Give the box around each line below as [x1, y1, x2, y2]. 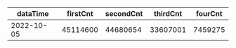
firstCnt [66, 9, 93, 18]
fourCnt [195, 9, 223, 18]
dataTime [16, 9, 49, 18]
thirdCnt [153, 9, 183, 18]
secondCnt [105, 9, 143, 18]
